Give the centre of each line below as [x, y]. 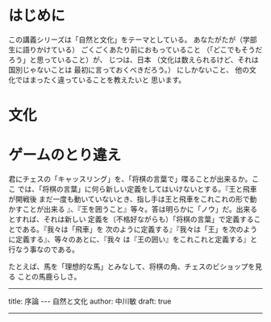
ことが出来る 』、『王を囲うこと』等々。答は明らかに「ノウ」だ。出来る [140, 209]
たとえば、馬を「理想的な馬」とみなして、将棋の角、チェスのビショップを [132, 266]
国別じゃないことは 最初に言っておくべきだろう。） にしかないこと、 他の [129, 69]
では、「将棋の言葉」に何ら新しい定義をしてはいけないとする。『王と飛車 [137, 189]
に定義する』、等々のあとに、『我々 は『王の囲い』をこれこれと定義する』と [133, 239]
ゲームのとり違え [65, 155]
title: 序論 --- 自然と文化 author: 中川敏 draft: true [90, 301]
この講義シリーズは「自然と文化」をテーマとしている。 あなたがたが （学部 [133, 39]
